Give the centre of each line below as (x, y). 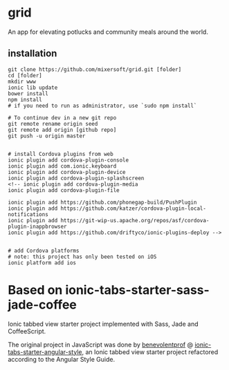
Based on (35, 290)
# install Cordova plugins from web (61, 154)
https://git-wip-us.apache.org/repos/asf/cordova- (135, 220)
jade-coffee (42, 304)
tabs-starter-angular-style (45, 352)
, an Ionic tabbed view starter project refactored (150, 352)
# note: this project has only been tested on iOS (82, 257)
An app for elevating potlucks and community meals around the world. (108, 32)
